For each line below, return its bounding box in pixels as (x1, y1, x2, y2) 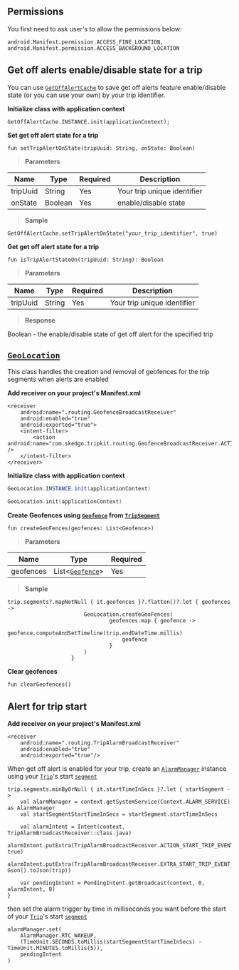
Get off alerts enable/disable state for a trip (7, 64, 203, 76)
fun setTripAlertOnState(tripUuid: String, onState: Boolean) (7, 144, 196, 152)
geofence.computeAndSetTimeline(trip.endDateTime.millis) (7, 630, 183, 637)
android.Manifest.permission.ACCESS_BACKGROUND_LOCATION (7, 44, 180, 52)
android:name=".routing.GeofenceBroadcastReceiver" (20, 409, 176, 416)
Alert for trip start (7, 700, 87, 712)
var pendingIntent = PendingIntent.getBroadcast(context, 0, (20, 879, 205, 886)
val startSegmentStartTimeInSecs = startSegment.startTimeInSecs (20, 811, 218, 818)
